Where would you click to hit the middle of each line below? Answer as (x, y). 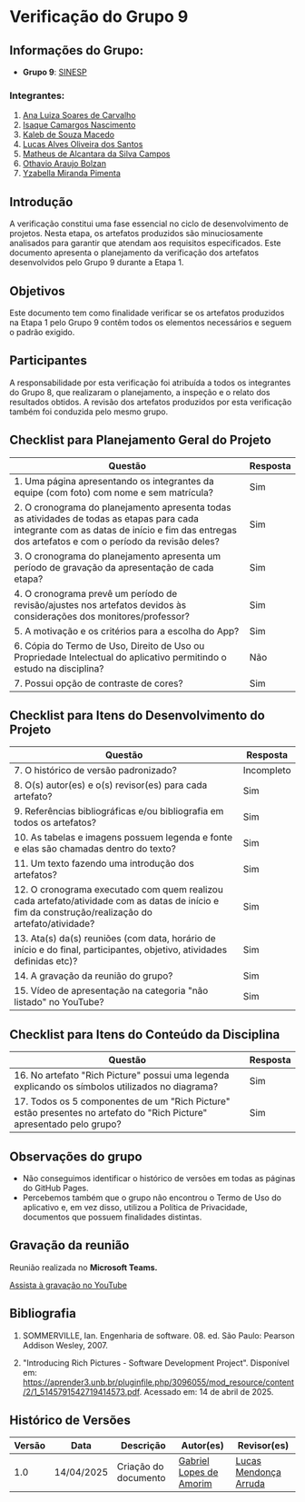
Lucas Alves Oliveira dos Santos (83, 144)
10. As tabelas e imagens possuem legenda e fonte (123, 838)
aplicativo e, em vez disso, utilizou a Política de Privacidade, (135, 1207)
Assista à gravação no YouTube (68, 1285)
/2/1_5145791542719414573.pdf (81, 1391)
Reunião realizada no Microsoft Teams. (84, 1267)
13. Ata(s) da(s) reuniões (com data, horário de (115, 939)
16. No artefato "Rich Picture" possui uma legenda (122, 1076)
